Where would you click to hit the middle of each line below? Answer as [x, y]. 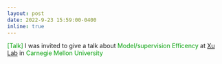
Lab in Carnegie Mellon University [55, 53]
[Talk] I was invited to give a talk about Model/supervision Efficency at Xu [111, 46]
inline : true [26, 26]
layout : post [26, 13]
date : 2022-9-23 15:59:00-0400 [52, 20]
